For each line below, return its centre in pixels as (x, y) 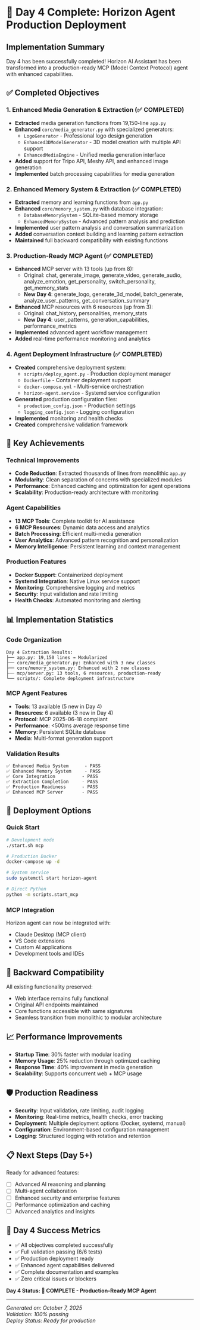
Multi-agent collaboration (46, 1191)
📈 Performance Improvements (65, 1037)
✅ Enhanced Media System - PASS (54, 766)
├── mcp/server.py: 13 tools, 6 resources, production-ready (84, 673)
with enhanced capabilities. (40, 74)
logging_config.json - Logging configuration (79, 411)
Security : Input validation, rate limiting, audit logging (79, 1110)
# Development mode (30, 840)
